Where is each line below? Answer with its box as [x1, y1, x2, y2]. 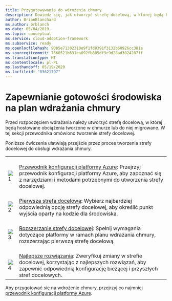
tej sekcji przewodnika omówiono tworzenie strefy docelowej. [5, 130, 136, 136]
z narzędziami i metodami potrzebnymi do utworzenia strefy [18, 176, 164, 183]
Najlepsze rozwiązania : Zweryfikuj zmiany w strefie [18, 252, 142, 259]
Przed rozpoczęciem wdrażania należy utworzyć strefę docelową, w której [5, 119, 163, 125]
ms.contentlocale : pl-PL [5, 60, 58, 65]
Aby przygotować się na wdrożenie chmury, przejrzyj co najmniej [5, 285, 143, 291]
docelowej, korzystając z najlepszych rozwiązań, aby [18, 259, 146, 266]
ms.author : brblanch [5, 21, 50, 27]
